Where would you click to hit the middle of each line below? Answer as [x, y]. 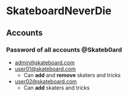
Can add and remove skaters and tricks [72, 75]
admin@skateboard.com [45, 62]
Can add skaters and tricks [57, 88]
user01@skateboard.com [45, 69]
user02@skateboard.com [46, 81]
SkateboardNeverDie [59, 11]
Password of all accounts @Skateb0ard [64, 50]
